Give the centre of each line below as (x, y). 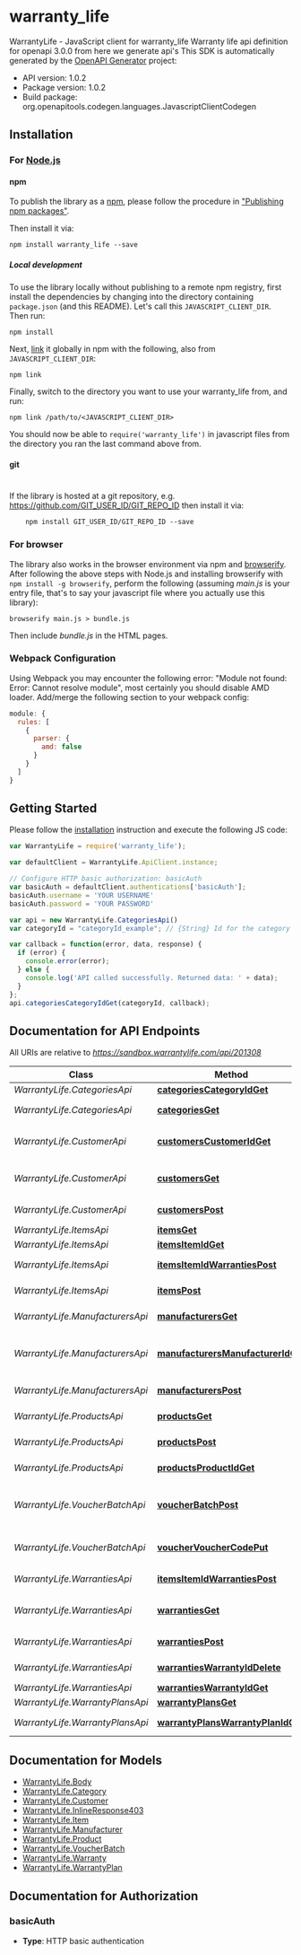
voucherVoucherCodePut (212, 1547)
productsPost (186, 1442)
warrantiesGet (188, 1610)
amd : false (62, 747)
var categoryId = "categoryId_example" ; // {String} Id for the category (150, 928)
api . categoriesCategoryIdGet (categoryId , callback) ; (110, 1003)
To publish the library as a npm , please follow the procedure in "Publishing (146, 202)
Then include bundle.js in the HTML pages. (89, 636)
